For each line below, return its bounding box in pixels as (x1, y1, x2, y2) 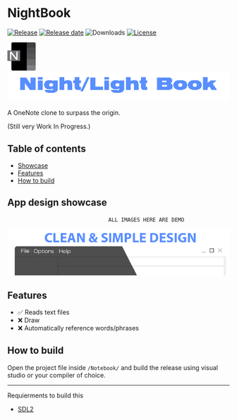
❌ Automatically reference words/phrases (17, 324, 140, 333)
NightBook (7, 5, 71, 21)
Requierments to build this (7, 391, 83, 400)
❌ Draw (17, 316, 40, 325)
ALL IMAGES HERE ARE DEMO (108, 216, 185, 223)
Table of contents (7, 142, 86, 154)
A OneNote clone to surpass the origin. (7, 109, 121, 117)
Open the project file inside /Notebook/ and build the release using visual (7, 363, 219, 371)
